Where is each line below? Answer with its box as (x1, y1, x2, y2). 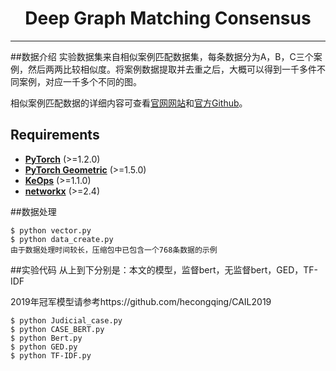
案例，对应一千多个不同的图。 (18, 75, 142, 87)
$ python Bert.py (10, 333, 83, 343)
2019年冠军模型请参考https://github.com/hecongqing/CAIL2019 (10, 295, 272, 307)
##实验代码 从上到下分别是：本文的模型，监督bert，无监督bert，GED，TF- (10, 263, 318, 276)
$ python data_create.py (10, 234, 114, 244)
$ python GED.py (10, 342, 78, 352)
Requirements (10, 127, 100, 144)
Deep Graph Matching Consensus (24, 7, 312, 30)
